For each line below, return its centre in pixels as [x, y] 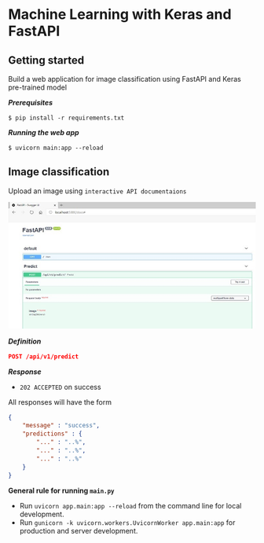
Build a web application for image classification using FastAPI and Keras [125, 79]
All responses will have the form [60, 402]
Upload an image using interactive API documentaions [97, 191]
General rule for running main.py [62, 490]
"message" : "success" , [61, 426]
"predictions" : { [52, 434]
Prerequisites [31, 103]
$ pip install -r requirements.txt [66, 118]
